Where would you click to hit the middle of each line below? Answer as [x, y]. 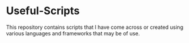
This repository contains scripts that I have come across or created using [95, 27]
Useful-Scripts [43, 11]
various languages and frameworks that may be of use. [73, 33]
